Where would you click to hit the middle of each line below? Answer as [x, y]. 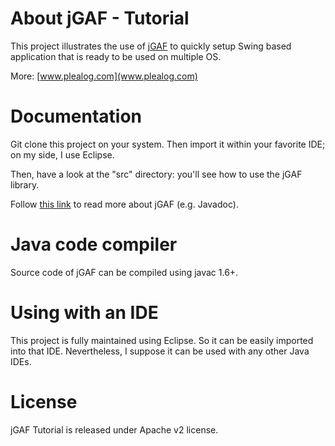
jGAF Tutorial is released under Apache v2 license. [114, 429]
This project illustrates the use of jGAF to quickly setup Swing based [151, 46]
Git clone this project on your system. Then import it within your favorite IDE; [168, 144]
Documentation [76, 116]
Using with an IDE [84, 313]
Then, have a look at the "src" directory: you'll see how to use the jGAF [156, 174]
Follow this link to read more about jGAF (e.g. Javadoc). [124, 204]
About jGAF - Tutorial [100, 18]
